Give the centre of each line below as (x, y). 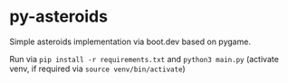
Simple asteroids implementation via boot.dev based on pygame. (130, 41)
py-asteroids (59, 17)
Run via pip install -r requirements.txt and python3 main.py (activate (144, 59)
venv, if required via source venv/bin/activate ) (97, 69)
